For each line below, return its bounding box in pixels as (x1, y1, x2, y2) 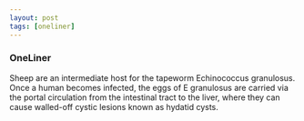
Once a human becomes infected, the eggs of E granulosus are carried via (9, 82, 289, 93)
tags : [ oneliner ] (9, 22, 76, 31)
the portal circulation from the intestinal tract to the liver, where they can (9, 92, 280, 103)
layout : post (9, 13, 59, 23)
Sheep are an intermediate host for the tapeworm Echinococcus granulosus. (9, 72, 296, 83)
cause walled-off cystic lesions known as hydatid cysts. (9, 101, 218, 112)
